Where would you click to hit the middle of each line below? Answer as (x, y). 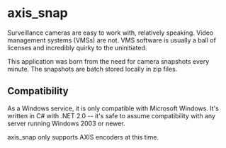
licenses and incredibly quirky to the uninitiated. (77, 47)
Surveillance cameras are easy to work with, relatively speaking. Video (111, 33)
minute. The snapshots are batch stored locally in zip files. (92, 69)
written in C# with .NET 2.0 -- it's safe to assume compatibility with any (112, 115)
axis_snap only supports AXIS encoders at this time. (83, 137)
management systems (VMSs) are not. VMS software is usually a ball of (112, 40)
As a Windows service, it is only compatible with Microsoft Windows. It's (113, 108)
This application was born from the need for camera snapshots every (108, 61)
